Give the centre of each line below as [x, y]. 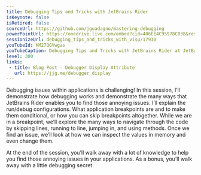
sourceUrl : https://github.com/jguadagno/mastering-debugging [85, 28]
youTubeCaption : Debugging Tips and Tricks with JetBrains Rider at [93, 51]
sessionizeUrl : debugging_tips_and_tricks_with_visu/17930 [81, 40]
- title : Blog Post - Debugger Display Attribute [72, 67]
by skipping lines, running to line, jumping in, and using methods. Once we [98, 128]
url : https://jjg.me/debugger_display [63, 73]
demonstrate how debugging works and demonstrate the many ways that [97, 96]
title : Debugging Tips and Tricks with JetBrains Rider [77, 12]
